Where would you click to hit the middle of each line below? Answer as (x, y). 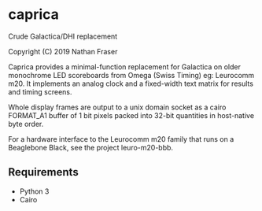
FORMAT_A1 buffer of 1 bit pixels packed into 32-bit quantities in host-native (131, 115)
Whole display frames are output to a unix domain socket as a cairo (117, 107)
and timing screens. (40, 91)
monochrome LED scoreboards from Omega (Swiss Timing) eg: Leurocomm (131, 75)
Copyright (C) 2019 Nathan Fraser (63, 51)
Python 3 (34, 191)
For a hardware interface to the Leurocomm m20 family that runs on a (121, 139)
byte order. (26, 124)
